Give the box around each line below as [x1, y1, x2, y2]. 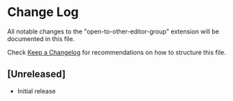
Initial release [17, 86, 56, 95]
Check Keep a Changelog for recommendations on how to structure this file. [7, 48, 227, 56]
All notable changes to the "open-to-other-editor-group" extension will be [7, 27, 220, 36]
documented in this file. [7, 34, 75, 42]
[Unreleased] [7, 68, 66, 80]
